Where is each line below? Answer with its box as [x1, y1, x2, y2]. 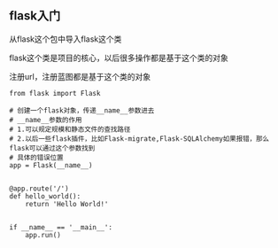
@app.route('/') [9, 184, 69, 193]
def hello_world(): [9, 191, 81, 201]
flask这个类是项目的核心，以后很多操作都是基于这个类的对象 [9, 52, 228, 63]
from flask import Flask [9, 89, 101, 97]
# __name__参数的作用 [9, 115, 82, 124]
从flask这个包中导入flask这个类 [9, 34, 122, 44]
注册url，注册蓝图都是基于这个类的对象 [9, 71, 151, 81]
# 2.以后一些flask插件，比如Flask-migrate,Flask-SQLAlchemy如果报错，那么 [9, 134, 270, 143]
